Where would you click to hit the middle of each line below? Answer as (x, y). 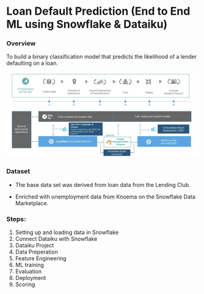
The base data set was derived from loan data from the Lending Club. (103, 184)
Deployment (31, 278)
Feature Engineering (41, 258)
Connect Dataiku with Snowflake (56, 239)
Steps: (16, 219)
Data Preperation (36, 252)
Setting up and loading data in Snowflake (67, 232)
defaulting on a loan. (32, 63)
